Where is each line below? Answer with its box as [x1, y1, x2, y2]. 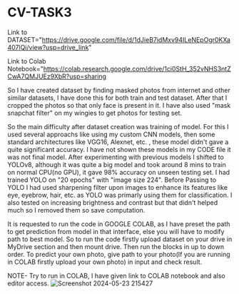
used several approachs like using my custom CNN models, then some [7, 130, 215, 138]
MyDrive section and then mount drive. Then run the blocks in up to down [7, 242, 225, 250]
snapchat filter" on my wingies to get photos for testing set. [7, 108, 183, 117]
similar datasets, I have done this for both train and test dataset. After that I [7, 93, 228, 102]
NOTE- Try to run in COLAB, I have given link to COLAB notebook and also [7, 271, 226, 280]
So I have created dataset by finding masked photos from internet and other [7, 86, 230, 94]
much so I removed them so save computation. [7, 206, 146, 214]
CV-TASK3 [7, 4, 73, 21]
